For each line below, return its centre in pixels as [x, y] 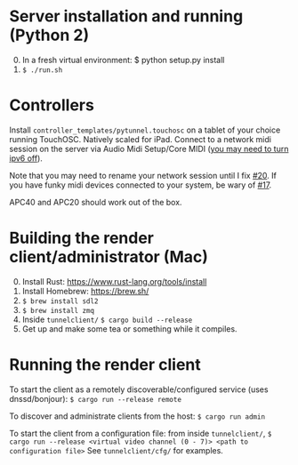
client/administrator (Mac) [109, 257]
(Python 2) [49, 35]
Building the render [81, 238]
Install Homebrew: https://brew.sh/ [85, 291]
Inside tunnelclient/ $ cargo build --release [107, 319]
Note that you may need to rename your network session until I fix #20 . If [143, 175]
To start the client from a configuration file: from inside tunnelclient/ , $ [141, 433]
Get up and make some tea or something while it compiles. [129, 329]
